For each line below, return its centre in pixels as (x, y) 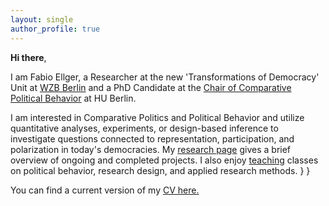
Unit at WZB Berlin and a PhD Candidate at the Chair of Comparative (151, 87)
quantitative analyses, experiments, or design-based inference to (144, 128)
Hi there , (28, 57)
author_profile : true (55, 29)
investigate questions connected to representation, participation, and (152, 138)
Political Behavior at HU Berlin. (73, 98)
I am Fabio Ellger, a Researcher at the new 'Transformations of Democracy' (165, 77)
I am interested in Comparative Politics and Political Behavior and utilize (157, 117)
